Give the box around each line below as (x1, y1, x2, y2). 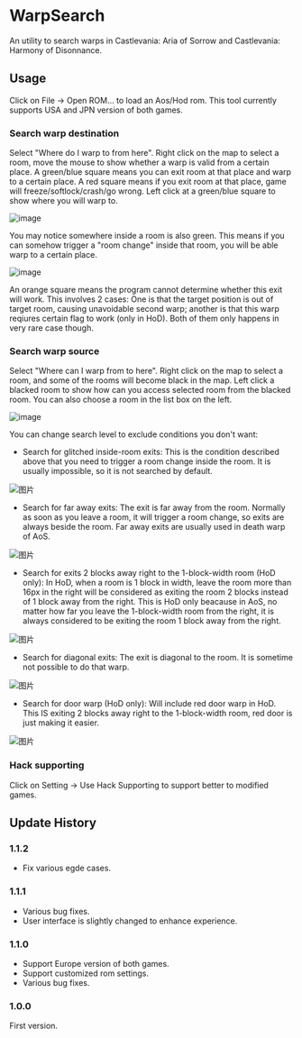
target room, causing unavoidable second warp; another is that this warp (9, 304, 279, 314)
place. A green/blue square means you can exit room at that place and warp (9, 167, 291, 178)
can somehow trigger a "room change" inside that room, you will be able (9, 240, 279, 250)
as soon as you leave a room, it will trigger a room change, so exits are (22, 512, 285, 523)
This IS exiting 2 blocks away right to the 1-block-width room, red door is (22, 708, 293, 719)
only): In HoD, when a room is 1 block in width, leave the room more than (22, 578, 292, 588)
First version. (9, 1020, 59, 1032)
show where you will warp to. (9, 196, 119, 206)
